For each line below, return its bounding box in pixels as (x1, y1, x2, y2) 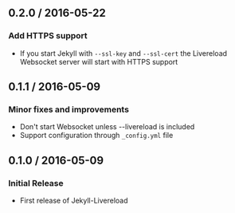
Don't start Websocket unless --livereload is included (19, 122, 195, 132)
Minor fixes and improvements (8, 104, 130, 115)
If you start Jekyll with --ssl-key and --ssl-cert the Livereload (19, 48, 228, 58)
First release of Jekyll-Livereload (19, 195, 128, 206)
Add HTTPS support (8, 30, 88, 41)
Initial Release (8, 177, 64, 188)
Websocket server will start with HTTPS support (19, 57, 178, 66)
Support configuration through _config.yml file (19, 131, 174, 140)
